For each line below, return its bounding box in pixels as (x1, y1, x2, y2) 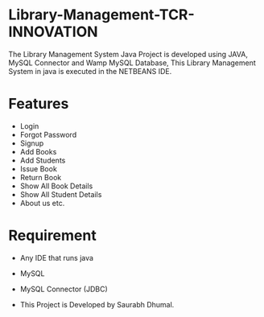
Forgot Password (19, 130, 77, 139)
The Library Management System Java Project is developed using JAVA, (8, 49, 248, 59)
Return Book (19, 172, 62, 182)
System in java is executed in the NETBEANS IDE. (8, 66, 172, 76)
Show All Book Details (19, 181, 93, 191)
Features (8, 95, 69, 113)
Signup (19, 138, 44, 148)
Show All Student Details (19, 189, 102, 199)
